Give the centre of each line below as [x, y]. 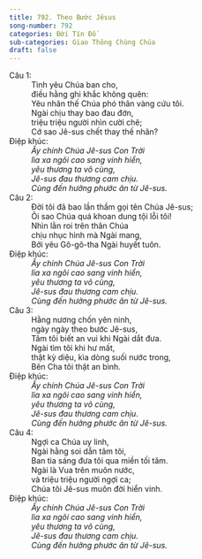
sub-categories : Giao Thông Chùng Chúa [82, 42]
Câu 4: [21, 433]
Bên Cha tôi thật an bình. [76, 367]
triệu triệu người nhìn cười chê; [87, 123]
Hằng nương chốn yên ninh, [82, 320]
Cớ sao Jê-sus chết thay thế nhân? [95, 132]
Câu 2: [21, 198]
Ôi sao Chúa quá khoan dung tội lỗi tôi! [101, 217]
